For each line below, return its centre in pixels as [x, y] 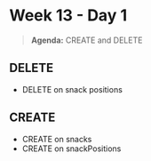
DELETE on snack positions [72, 89]
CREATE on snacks [57, 139]
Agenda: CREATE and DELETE [87, 40]
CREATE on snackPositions [72, 149]
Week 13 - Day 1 [68, 16]
